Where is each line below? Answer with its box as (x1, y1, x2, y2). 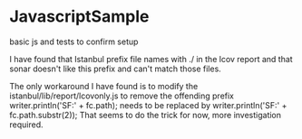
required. (9, 119, 44, 130)
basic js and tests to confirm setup (9, 36, 139, 47)
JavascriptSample (9, 6, 150, 27)
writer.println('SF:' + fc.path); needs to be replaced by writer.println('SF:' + (9, 99, 287, 110)
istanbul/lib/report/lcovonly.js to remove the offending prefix (9, 90, 234, 101)
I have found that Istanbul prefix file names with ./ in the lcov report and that (9, 53, 293, 64)
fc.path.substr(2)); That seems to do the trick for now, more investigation (9, 109, 282, 120)
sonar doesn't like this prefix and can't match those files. (9, 63, 222, 74)
